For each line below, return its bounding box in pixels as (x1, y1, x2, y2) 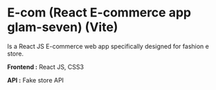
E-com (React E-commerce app (7, 5, 192, 21)
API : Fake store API (7, 76, 64, 84)
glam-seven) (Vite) (7, 19, 118, 35)
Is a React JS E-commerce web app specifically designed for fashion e (7, 42, 209, 50)
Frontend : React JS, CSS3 (7, 63, 84, 71)
